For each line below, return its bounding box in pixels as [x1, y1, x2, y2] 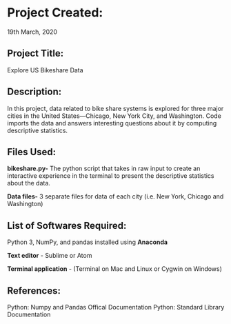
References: [7, 285, 61, 296]
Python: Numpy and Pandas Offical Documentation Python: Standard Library [7, 303, 225, 311]
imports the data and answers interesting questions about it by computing [7, 119, 217, 127]
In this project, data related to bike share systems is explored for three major [7, 104, 224, 112]
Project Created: [7, 5, 103, 21]
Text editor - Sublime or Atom [7, 252, 92, 260]
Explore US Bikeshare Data [7, 65, 84, 74]
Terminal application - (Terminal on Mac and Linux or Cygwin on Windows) [7, 265, 223, 273]
